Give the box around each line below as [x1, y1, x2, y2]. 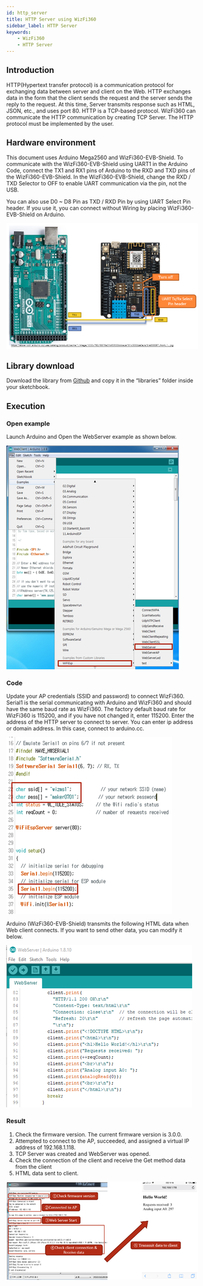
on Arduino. [36, 210, 66, 218]
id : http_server [6, 10, 47, 16]
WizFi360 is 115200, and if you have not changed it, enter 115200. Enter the [6, 712, 194, 720]
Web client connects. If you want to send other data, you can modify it [6, 927, 182, 934]
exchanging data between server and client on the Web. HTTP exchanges [6, 88, 191, 95]
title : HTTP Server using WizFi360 [6, 16, 97, 22]
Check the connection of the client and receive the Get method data [15, 1157, 186, 1164]
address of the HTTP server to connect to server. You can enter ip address [6, 718, 193, 726]
